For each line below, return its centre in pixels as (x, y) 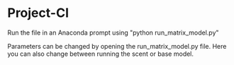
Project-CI (38, 13)
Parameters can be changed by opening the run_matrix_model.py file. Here (117, 46)
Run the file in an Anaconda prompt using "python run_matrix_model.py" (113, 32)
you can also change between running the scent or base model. (100, 54)
